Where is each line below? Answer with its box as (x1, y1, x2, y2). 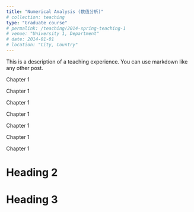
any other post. (6, 64, 43, 71)
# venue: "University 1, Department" (6, 31, 100, 37)
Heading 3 (6, 193, 58, 207)
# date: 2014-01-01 (6, 36, 55, 42)
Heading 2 (6, 166, 58, 179)
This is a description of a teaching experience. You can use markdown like (6, 58, 188, 65)
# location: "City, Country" (6, 42, 78, 48)
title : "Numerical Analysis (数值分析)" (6, 8, 104, 15)
